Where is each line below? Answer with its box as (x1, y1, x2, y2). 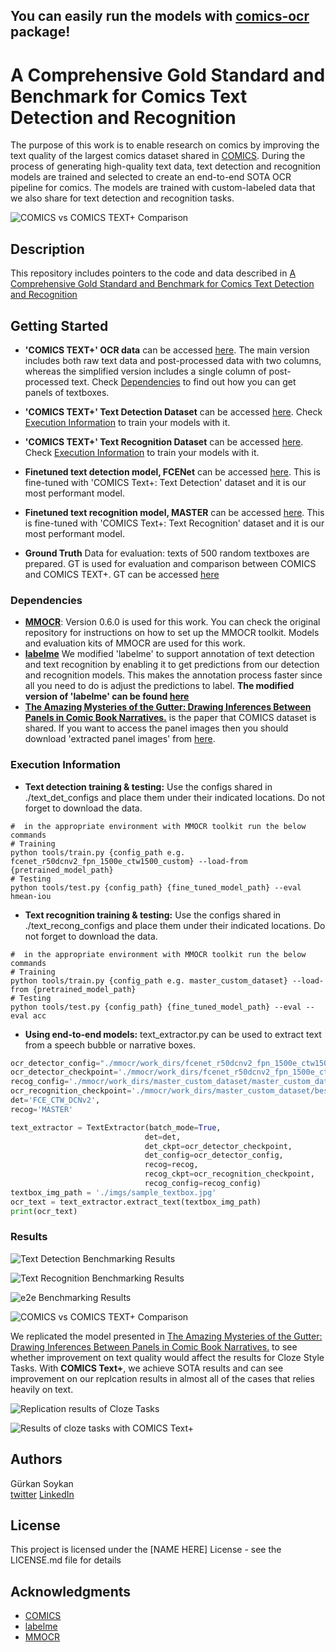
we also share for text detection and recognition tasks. (10, 192, 235, 204)
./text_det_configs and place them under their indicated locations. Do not (24, 791, 325, 803)
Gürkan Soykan (10, 1477, 74, 1489)
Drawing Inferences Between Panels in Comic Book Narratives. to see (10, 1340, 298, 1353)
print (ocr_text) (10, 1206, 78, 1216)
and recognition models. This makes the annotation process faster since (24, 669, 323, 681)
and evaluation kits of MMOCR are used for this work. (24, 637, 246, 649)
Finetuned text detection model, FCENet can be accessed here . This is (24, 465, 321, 478)
